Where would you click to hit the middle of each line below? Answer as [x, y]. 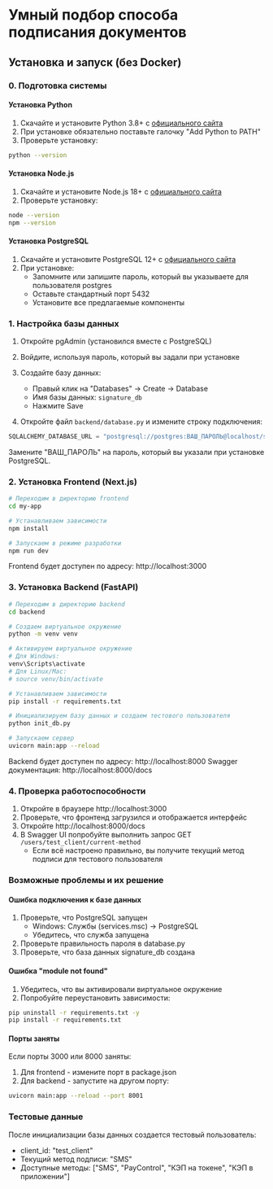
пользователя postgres [72, 285]
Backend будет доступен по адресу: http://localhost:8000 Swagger [123, 761]
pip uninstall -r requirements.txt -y [74, 1012]
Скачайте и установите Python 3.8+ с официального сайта [121, 123]
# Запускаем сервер [41, 738]
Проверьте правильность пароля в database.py [102, 944]
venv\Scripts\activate [47, 664]
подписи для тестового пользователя [97, 859]
